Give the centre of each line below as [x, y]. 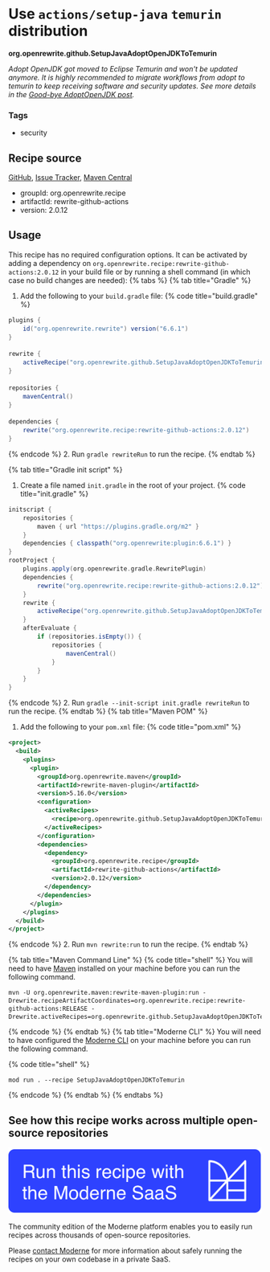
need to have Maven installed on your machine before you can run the [125, 968]
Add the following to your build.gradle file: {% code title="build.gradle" [139, 296]
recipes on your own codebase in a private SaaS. [90, 1259]
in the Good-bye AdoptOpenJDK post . [72, 94]
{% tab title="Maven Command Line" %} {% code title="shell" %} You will [131, 960]
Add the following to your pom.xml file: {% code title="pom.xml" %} [130, 727]
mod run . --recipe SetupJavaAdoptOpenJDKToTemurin [96, 1080]
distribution [48, 31]
